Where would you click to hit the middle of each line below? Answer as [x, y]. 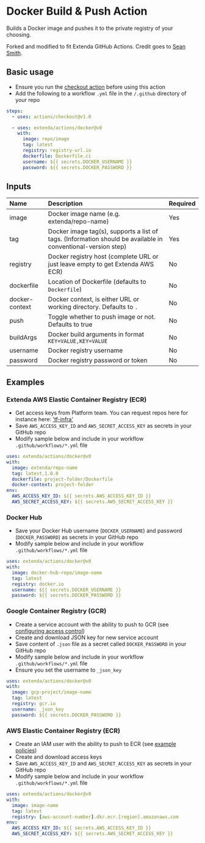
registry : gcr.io [34, 704]
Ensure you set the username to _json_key [68, 670]
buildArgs [23, 338]
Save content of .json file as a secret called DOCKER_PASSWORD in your [101, 644]
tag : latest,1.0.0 [35, 473]
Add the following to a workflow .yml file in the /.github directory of [101, 93]
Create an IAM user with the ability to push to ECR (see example [95, 744]
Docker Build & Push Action [77, 11]
